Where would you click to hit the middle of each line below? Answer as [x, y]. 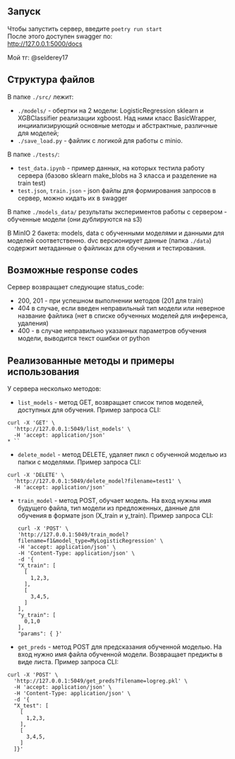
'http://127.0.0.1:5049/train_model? [73, 535]
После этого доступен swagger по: [60, 36]
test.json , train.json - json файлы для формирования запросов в [117, 190]
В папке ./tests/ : [34, 154]
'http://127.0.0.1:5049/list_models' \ [72, 429]
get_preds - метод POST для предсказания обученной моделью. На [120, 647]
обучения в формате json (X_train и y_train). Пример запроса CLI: [115, 516]
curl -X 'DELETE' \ [36, 475]
